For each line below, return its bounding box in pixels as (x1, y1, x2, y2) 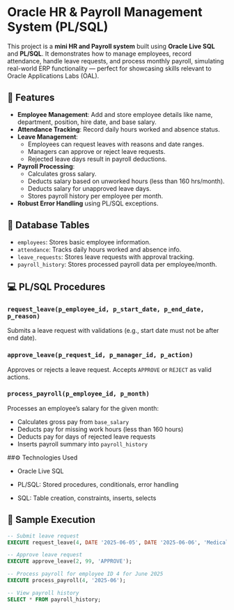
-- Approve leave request (7, 552, 82, 558)
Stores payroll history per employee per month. (27, 191, 164, 200)
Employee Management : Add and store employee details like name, (17, 110, 213, 118)
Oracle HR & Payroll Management (7, 4, 203, 20)
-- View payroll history (7, 589, 79, 596)
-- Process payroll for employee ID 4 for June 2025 (7, 570, 164, 578)
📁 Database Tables (7, 219, 90, 231)
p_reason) (7, 312, 40, 320)
